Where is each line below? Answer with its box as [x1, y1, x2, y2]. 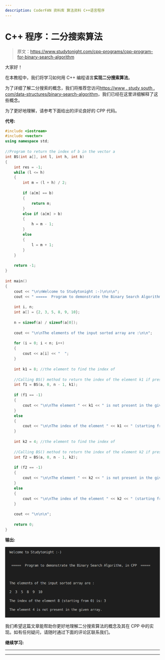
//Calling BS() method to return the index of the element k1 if [14, 377, 151, 382]
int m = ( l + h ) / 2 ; [23, 180, 67, 185]
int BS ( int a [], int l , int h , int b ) [5, 154, 84, 159]
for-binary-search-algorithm [17, 54, 75, 60]
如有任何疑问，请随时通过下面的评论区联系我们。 [13, 629, 113, 635]
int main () [5, 278, 27, 283]
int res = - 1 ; [14, 165, 43, 169]
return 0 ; [14, 522, 34, 527]
